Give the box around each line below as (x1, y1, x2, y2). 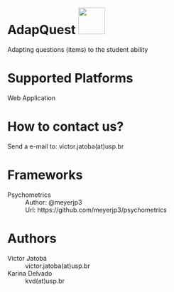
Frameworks (7, 167, 83, 183)
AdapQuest (7, 22, 76, 38)
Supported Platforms (7, 70, 134, 87)
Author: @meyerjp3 (25, 198, 82, 206)
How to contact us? (7, 119, 124, 135)
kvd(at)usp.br (25, 276, 65, 285)
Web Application (7, 93, 55, 102)
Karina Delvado (7, 269, 53, 277)
